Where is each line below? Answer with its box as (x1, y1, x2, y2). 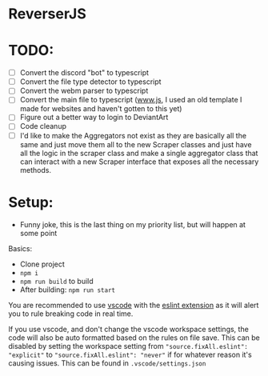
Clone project (19, 259, 66, 269)
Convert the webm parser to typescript (19, 86, 149, 96)
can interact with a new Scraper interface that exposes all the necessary (19, 157, 259, 166)
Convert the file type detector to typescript (19, 77, 162, 86)
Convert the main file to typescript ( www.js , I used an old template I (19, 95, 242, 105)
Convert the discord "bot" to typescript (19, 68, 150, 78)
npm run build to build (19, 276, 94, 286)
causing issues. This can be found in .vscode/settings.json (8, 358, 206, 368)
